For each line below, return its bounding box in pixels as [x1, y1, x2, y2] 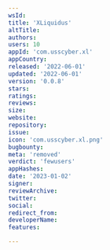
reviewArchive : [8, 186, 58, 195]
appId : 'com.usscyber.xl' [8, 48, 93, 56]
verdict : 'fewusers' [8, 158, 76, 166]
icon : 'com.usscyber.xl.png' [8, 135, 104, 144]
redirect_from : [8, 209, 58, 217]
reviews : [8, 99, 37, 107]
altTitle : [8, 26, 41, 34]
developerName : [8, 216, 58, 224]
